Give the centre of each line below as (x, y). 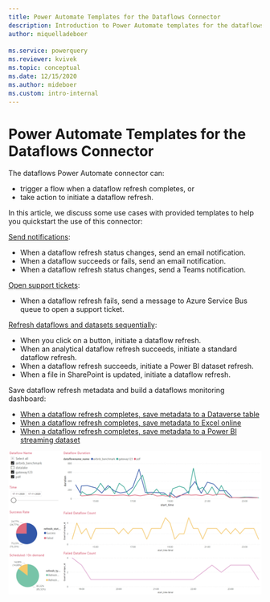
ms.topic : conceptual (45, 68)
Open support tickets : (44, 285)
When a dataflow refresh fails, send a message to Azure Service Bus (133, 301)
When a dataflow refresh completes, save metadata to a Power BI (128, 432)
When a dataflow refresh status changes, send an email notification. (133, 252)
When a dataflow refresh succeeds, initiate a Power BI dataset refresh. (137, 367)
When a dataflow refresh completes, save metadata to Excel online (131, 423)
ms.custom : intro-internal (53, 93)
